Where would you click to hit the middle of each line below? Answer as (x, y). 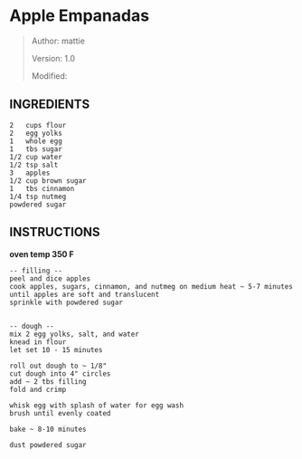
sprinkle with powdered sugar (66, 302)
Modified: (49, 76)
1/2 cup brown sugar (48, 181)
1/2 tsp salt (34, 165)
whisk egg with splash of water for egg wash (96, 405)
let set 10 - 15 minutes (56, 349)
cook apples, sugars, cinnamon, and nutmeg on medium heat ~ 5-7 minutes (151, 286)
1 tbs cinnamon (42, 188)
